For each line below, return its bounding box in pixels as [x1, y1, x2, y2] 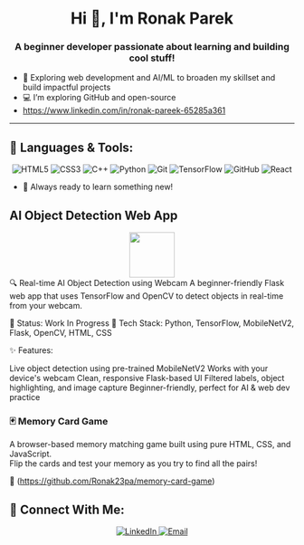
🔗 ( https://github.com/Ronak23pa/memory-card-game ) [9, 475, 215, 487]
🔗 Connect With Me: [9, 502, 125, 517]
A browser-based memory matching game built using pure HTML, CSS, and [9, 439, 291, 450]
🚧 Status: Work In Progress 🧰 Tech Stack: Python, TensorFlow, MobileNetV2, [9, 318, 295, 329]
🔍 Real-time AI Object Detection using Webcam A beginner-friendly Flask [9, 278, 285, 289]
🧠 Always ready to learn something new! [22, 181, 174, 193]
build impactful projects [22, 81, 111, 93]
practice [9, 392, 41, 403]
